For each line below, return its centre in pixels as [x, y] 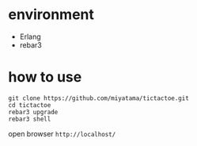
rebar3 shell [30, 119]
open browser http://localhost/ [62, 133]
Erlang [30, 36]
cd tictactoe [30, 105]
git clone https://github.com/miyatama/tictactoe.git [99, 98]
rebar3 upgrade [33, 112]
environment [51, 15]
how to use [45, 77]
